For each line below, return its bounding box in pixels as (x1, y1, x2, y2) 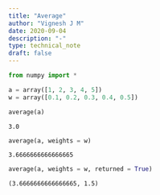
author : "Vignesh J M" (8, 19, 84, 27)
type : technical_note (8, 42, 81, 50)
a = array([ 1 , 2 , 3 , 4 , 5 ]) (8, 85, 103, 93)
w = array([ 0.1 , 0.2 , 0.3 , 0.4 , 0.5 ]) (8, 93, 138, 102)
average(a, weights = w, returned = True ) (8, 165, 153, 173)
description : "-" (8, 34, 67, 43)
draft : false (8, 49, 52, 57)
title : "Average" (8, 11, 67, 20)
